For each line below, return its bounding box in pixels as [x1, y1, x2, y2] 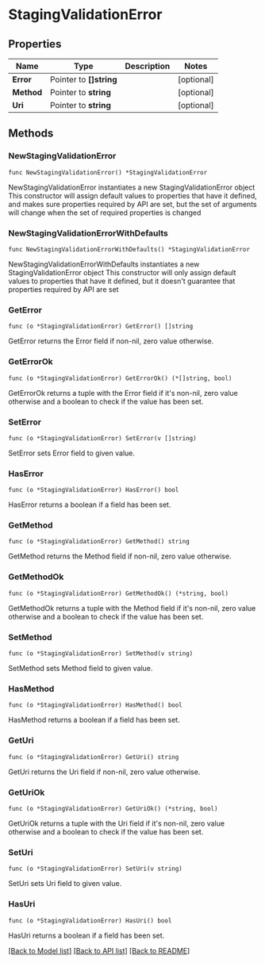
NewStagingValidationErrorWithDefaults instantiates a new [8, 259, 200, 269]
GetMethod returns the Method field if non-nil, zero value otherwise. [8, 551, 232, 561]
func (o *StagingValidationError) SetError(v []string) [8, 434, 197, 442]
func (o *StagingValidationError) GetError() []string [8, 323, 194, 331]
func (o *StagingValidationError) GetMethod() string [8, 538, 190, 546]
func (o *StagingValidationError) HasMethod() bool [8, 701, 182, 709]
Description [125, 61, 171, 71]
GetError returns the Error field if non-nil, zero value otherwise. [8, 336, 214, 346]
